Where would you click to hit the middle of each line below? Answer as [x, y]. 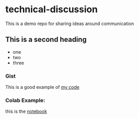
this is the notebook [26, 111]
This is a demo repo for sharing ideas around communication [70, 23]
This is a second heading [46, 40]
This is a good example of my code [42, 87]
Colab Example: [25, 100]
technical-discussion [52, 9]
